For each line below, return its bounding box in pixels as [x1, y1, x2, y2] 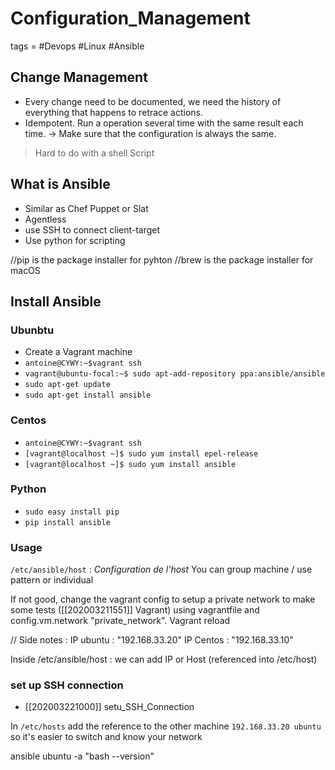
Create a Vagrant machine [24, 346, 133, 358]
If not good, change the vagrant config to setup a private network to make [10, 593, 316, 606]
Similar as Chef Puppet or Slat [24, 202, 149, 214]
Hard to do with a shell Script [34, 147, 155, 159]
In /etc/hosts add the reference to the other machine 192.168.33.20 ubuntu [10, 720, 322, 732]
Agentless [24, 213, 67, 225]
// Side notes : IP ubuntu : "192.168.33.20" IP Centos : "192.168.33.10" [10, 634, 294, 646]
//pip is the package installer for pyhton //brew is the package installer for [10, 253, 314, 266]
